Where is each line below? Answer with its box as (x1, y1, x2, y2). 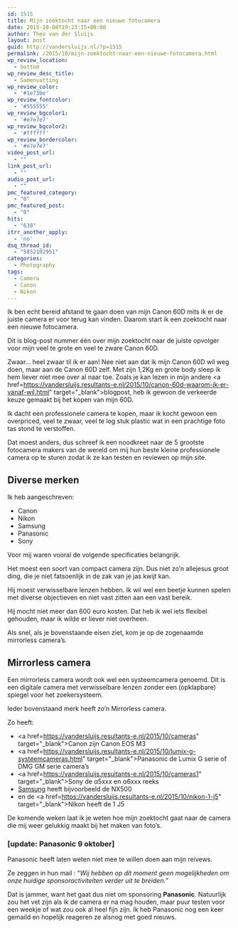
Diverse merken (7, 474, 80, 486)
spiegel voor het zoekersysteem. (7, 690, 103, 699)
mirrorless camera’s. (7, 636, 67, 644)
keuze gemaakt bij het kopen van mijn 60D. (7, 395, 134, 404)
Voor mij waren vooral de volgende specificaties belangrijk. (7, 550, 181, 559)
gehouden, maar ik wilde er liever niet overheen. (7, 614, 149, 623)
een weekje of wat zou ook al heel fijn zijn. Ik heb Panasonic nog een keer (7, 905, 224, 914)
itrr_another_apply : (7, 228, 69, 235)
